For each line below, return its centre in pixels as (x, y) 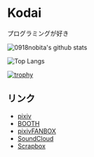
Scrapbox (31, 146)
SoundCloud (35, 138)
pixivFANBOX (36, 131)
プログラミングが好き (38, 33)
